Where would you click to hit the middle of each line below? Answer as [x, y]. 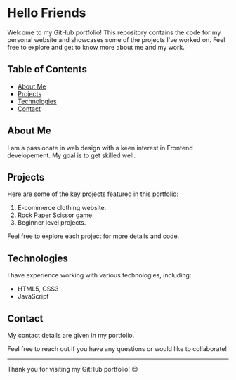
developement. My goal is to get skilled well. [71, 155]
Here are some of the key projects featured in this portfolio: [93, 194]
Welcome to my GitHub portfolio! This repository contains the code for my [114, 32]
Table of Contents [47, 69]
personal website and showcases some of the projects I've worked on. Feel [116, 39]
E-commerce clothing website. [62, 208]
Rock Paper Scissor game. [56, 215]
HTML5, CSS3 [38, 289]
